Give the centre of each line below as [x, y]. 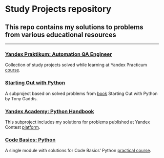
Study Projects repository [58, 9]
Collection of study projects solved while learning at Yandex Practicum [76, 65]
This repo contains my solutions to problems [74, 27]
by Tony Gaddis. [21, 98]
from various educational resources [61, 34]
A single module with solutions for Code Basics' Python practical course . [78, 151]
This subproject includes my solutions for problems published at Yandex [78, 122]
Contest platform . [23, 127]
